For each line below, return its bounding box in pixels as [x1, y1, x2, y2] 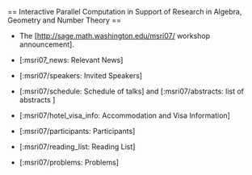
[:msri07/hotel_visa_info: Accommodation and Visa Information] [19, 110, 231, 120]
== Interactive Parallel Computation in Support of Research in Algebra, [7, 7, 242, 16]
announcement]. [19, 40, 74, 49]
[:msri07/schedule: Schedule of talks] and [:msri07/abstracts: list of [19, 86, 244, 96]
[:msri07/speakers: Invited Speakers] [19, 71, 143, 80]
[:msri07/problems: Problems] [19, 157, 119, 167]
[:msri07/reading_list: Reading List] [19, 142, 136, 152]
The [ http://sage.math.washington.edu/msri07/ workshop [19, 31, 211, 40]
